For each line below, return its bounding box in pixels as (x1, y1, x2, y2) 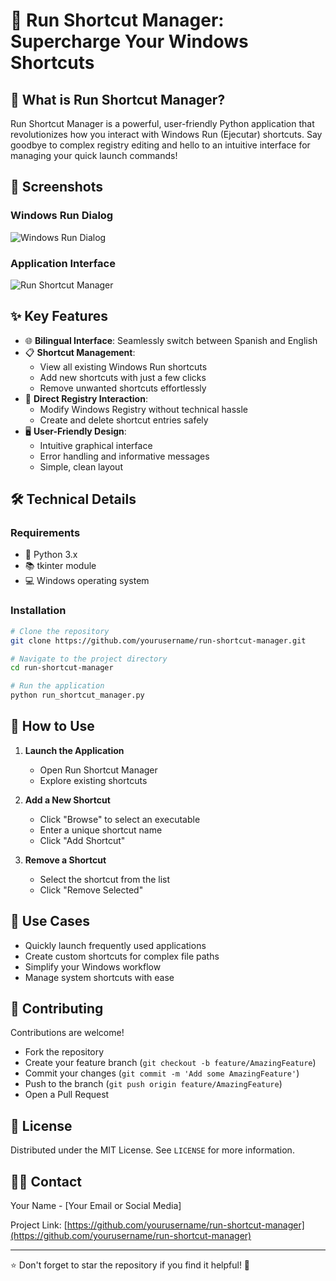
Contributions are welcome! (10, 1027, 125, 1039)
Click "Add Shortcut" (39, 834, 126, 846)
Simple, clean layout (39, 460, 123, 473)
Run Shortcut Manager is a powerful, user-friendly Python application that (10, 118, 315, 129)
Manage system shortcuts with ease (24, 971, 175, 983)
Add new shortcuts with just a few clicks (39, 371, 207, 383)
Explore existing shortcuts (39, 774, 148, 786)
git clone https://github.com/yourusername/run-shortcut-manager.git (10, 635, 307, 646)
